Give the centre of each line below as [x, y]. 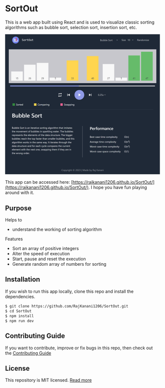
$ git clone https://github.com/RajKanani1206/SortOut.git [67, 306]
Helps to [14, 220]
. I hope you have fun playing [118, 188]
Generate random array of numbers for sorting [59, 264]
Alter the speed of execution [41, 254]
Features [14, 239]
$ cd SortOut [18, 311]
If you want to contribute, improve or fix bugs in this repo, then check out [79, 348]
